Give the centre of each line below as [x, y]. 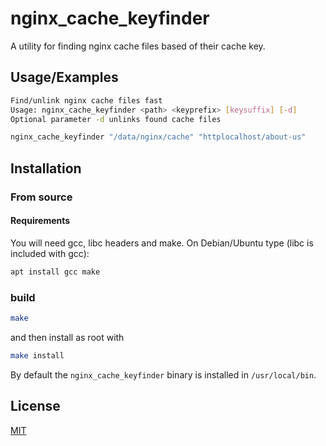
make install [37, 355]
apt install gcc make [55, 272]
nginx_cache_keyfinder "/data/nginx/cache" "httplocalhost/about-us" [158, 137]
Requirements [40, 221]
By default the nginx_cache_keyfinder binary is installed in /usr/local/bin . [163, 374]
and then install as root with [67, 337]
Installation [46, 168]
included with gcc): [50, 253]
